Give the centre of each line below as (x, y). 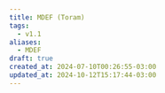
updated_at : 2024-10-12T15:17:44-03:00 (83, 75)
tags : (19, 26)
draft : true (31, 58)
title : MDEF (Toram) (47, 17)
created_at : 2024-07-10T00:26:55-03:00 (83, 67)
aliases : (25, 42)
